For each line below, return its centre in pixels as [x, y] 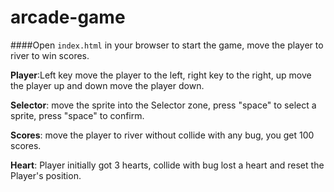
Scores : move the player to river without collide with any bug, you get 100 [162, 135]
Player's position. [46, 175]
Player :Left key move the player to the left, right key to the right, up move [161, 75]
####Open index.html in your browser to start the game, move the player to [167, 45]
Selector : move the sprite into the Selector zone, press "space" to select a [163, 105]
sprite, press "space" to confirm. [77, 115]
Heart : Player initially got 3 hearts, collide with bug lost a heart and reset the [167, 165]
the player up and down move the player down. [107, 85]
